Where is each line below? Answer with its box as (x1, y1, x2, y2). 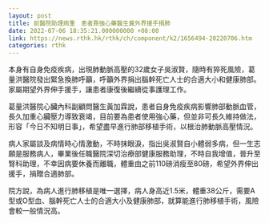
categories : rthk (8, 42, 66, 50)
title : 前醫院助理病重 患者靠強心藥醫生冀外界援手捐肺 (8, 19, 171, 27)
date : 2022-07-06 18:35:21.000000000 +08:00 (8, 26, 159, 34)
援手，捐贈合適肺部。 (8, 169, 78, 179)
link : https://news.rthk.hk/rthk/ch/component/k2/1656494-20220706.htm (8, 34, 252, 43)
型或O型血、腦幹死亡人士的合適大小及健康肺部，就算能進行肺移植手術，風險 (8, 196, 259, 205)
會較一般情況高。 (8, 206, 65, 216)
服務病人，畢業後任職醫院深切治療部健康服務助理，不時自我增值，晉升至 (22, 149, 261, 159)
